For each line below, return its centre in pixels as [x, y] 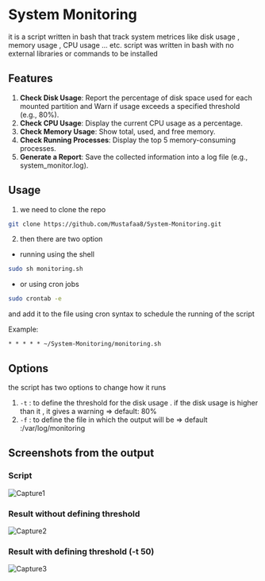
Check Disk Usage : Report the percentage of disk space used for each [136, 98]
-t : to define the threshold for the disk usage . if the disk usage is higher [139, 403]
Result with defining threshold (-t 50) [81, 552]
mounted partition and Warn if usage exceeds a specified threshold [130, 106]
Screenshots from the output [81, 453]
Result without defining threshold [74, 513]
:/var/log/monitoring [52, 428]
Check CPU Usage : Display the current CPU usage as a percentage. [131, 123]
